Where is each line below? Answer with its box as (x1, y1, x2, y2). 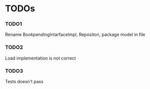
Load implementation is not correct (5, 55, 76, 61)
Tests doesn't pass (5, 79, 44, 85)
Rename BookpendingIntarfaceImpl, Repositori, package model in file (5, 31, 146, 37)
